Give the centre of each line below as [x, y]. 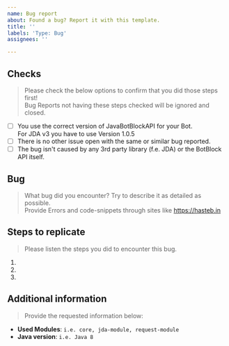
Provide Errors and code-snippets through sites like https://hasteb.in [123, 210]
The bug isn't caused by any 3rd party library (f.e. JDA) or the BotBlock [119, 149]
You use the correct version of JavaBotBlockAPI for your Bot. [105, 126]
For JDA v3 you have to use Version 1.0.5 [76, 134]
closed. [35, 113]
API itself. [31, 157]
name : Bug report [32, 14]
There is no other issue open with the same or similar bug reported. [114, 141]
